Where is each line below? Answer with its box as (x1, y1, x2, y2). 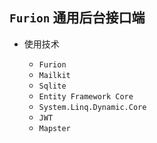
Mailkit (38, 70, 71, 80)
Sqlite (38, 81, 67, 91)
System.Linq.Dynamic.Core (38, 102, 147, 112)
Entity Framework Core (38, 91, 134, 102)
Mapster (38, 123, 71, 133)
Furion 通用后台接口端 (9, 9, 146, 27)
